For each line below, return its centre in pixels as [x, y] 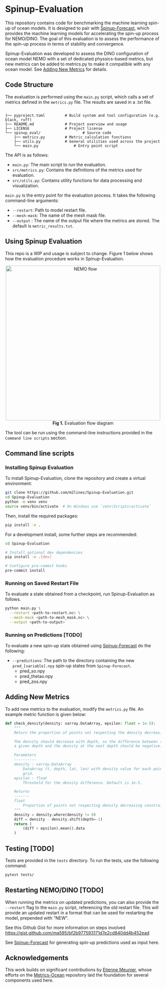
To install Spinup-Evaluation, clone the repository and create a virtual [75, 478]
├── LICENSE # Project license [54, 128]
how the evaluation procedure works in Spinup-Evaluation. [65, 259]
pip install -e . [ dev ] [28, 557]
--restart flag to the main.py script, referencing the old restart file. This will [82, 907]
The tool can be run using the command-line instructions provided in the [79, 432]
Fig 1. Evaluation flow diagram [83, 423]
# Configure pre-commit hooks [36, 566]
